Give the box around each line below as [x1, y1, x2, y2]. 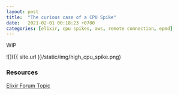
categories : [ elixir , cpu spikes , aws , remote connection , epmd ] [6, 25, 173, 32]
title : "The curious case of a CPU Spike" [6, 14, 117, 20]
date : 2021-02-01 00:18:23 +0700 [6, 20, 95, 26]
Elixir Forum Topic [6, 82, 51, 89]
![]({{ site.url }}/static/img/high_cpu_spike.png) [6, 53, 122, 60]
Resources [6, 68, 38, 76]
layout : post [6, 8, 39, 15]
